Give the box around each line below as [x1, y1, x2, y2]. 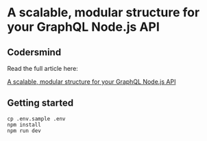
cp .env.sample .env [7, 115, 66, 122]
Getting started [7, 97, 74, 109]
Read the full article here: [7, 65, 79, 72]
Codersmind [7, 46, 62, 58]
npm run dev [7, 127, 41, 134]
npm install [7, 121, 41, 128]
